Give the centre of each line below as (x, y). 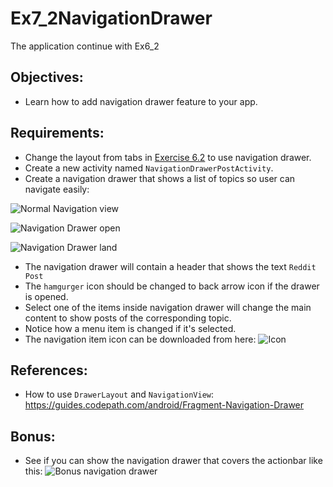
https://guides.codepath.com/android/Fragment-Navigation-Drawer (164, 405)
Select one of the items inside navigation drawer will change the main (168, 307)
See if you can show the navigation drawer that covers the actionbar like (173, 461)
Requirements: (57, 133)
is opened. (46, 296)
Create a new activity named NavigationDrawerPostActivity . (149, 168)
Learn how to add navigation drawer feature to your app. (141, 101)
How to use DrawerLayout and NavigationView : (119, 394)
